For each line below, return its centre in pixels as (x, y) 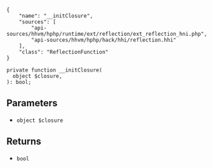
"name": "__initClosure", (56, 16)
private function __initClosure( (54, 70)
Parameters (32, 103)
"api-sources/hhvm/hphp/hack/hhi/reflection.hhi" (104, 40)
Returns (24, 141)
